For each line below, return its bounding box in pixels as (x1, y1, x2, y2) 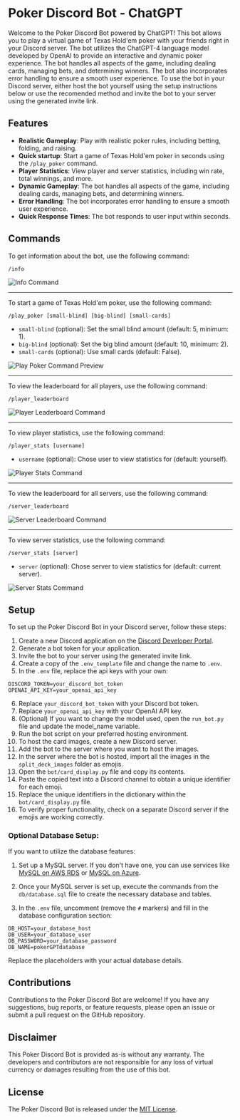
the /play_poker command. (18, 159, 98, 167)
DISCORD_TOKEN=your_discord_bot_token (8, 680, 123, 688)
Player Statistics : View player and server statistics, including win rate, (18, 166, 225, 175)
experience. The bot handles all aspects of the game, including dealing (8, 58, 216, 67)
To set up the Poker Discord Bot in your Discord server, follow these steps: (8, 623, 227, 631)
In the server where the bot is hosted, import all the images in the (18, 752, 210, 761)
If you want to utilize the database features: (8, 846, 135, 856)
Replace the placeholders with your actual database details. (8, 956, 184, 965)
